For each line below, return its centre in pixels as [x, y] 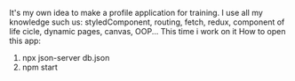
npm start [40, 67]
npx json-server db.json [66, 58]
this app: [25, 40]
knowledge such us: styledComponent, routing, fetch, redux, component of [147, 22]
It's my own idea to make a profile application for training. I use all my [136, 13]
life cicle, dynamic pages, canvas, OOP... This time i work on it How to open [147, 31]
